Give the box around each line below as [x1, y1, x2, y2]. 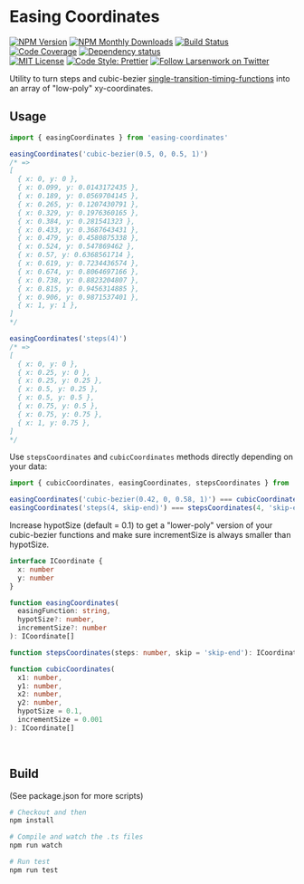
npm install [9, 816, 54, 825]
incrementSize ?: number [17, 623, 107, 633]
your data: [9, 461, 48, 472]
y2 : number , [17, 698, 63, 707]
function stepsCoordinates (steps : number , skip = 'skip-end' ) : [9, 648, 253, 658]
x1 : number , [17, 673, 63, 682]
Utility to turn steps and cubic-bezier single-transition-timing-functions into [9, 72, 290, 83]
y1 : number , [17, 681, 63, 690]
